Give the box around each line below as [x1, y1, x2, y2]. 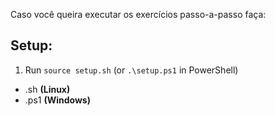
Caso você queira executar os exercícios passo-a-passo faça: [10, 9, 267, 20]
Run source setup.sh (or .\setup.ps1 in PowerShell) [24, 64, 239, 76]
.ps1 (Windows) [24, 94, 91, 106]
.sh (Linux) [24, 83, 71, 95]
